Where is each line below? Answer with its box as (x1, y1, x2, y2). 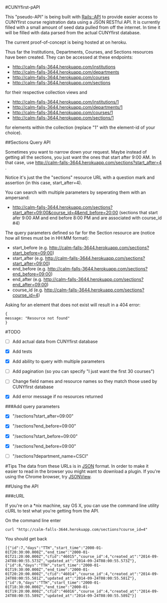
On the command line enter (5, 517, 61, 523)
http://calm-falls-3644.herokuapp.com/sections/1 (12, 115, 114, 121)
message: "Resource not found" (5, 316, 70, 321)
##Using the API (5, 483, 39, 489)
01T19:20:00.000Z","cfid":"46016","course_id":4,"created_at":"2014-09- (5, 589, 159, 594)
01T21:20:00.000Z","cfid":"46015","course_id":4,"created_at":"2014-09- (5, 554, 159, 559)
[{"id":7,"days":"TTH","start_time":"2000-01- (5, 545, 103, 550)
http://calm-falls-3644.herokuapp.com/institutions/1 (12, 99, 119, 105)
